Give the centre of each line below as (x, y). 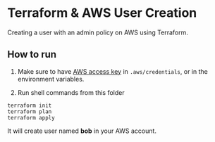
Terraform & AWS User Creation (102, 13)
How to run (32, 54)
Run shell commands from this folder (71, 92)
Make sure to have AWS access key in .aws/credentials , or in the (112, 71)
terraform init (30, 105)
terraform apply (31, 117)
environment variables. (51, 79)
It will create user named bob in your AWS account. (82, 131)
